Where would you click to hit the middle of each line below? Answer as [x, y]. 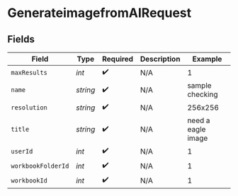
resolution [29, 107]
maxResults [29, 73]
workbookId [29, 180]
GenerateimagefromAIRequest [100, 13]
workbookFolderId [40, 166]
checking [203, 94]
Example [207, 59]
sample [199, 85]
